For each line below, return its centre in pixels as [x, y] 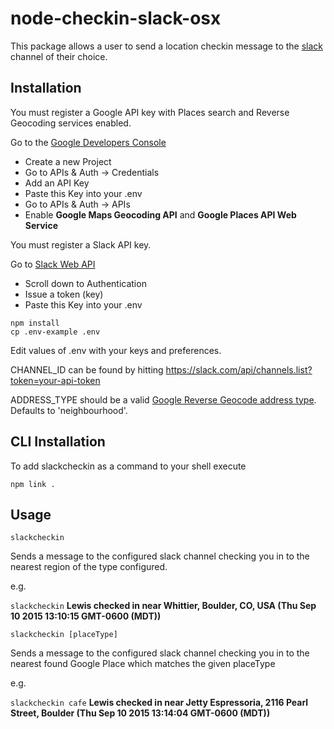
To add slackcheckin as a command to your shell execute [128, 466]
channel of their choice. [59, 56]
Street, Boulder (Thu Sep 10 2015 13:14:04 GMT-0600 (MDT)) [140, 713]
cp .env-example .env [55, 332]
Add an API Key [57, 183]
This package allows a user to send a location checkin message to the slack [167, 46]
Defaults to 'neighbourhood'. [69, 410]
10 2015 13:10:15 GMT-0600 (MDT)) [86, 616]
